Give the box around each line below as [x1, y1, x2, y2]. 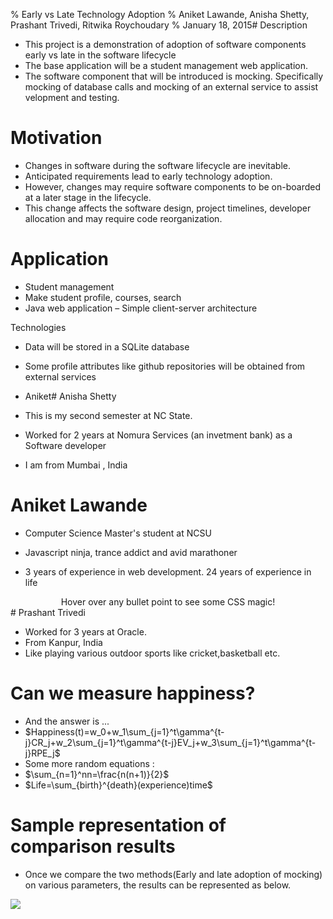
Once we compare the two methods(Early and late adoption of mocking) [24, 868, 323, 880]
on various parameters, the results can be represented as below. [24, 879, 292, 891]
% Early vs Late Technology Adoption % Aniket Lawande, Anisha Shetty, [10, 9, 310, 20]
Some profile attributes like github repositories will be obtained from [24, 360, 306, 372]
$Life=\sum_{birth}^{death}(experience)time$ [24, 779, 213, 791]
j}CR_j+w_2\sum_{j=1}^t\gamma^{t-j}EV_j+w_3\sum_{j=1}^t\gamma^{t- [24, 736, 317, 748]
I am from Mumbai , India [24, 459, 128, 471]
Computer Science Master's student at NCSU [24, 527, 212, 539]
